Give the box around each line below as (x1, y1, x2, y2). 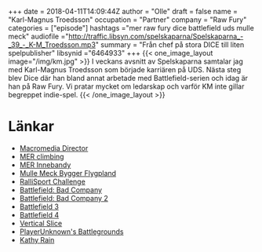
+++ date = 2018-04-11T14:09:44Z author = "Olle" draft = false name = (8, 7, 238, 16)
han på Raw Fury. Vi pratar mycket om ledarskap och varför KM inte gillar (8, 82, 245, 91)
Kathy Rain (19, 235, 55, 244)
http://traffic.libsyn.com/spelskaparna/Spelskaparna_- (67, 31, 244, 41)
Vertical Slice (19, 218, 63, 228)
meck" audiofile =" (8, 31, 69, 41)
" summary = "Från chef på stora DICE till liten (95, 40, 245, 49)
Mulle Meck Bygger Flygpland (19, 168, 116, 177)
